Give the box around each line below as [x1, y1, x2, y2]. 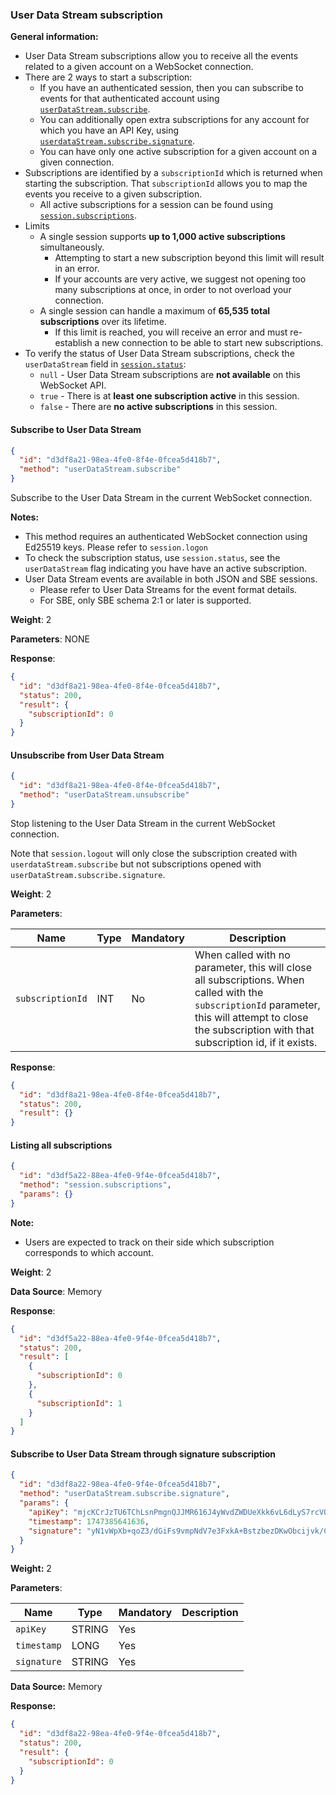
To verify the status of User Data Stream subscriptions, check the [24, 348, 295, 360]
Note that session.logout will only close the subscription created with [10, 847, 298, 859]
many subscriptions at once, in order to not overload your [54, 284, 292, 296]
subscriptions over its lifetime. [39, 316, 167, 328]
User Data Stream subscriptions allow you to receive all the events [24, 50, 299, 62]
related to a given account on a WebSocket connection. [24, 61, 254, 73]
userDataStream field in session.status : [24, 358, 187, 370]
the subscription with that [194, 1023, 315, 1037]
